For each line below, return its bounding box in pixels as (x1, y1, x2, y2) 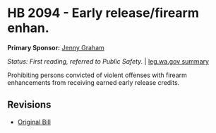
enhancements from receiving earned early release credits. (7, 78, 180, 86)
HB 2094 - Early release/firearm (7, 5, 200, 21)
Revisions (7, 99, 52, 111)
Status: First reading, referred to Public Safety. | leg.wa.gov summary (7, 57, 210, 65)
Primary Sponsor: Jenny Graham (7, 43, 104, 52)
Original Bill (17, 117, 52, 126)
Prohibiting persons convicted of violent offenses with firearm (7, 71, 187, 79)
